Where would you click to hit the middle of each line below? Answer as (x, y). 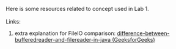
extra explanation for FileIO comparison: (65, 33)
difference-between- (143, 33)
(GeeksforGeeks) (134, 40)
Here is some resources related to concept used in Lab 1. (77, 9)
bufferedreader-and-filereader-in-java (63, 40)
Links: (13, 21)
